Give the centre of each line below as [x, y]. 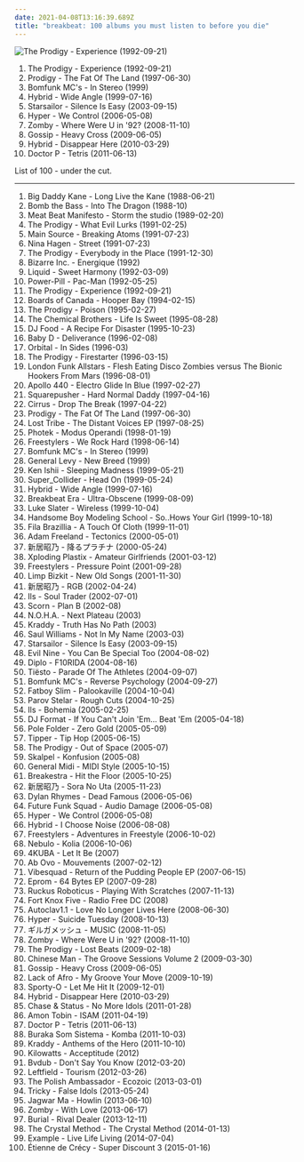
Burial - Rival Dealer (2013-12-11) [87, 1119]
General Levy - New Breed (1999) [88, 461]
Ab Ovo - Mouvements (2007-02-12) [95, 862]
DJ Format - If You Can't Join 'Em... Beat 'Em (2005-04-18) [136, 719]
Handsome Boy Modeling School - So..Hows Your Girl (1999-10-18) [150, 517]
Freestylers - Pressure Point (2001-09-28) [104, 566]
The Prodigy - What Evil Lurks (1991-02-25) [107, 224]
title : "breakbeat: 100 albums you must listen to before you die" [142, 26]
